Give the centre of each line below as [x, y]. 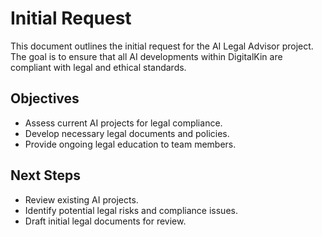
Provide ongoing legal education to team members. [130, 144]
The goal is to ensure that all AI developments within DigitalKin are [146, 56]
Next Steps [45, 175]
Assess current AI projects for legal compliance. [123, 123]
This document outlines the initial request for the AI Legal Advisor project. [162, 46]
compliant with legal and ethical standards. [98, 67]
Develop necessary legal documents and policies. [127, 133]
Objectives [45, 98]
